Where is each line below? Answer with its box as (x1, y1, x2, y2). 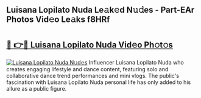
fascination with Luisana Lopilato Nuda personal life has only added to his (6, 79, 191, 86)
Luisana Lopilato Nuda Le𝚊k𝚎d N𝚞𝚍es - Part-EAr (6, 5, 195, 15)
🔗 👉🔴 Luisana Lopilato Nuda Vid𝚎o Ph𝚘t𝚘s (6, 40, 174, 50)
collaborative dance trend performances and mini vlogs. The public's (6, 72, 180, 79)
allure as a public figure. (6, 85, 67, 92)
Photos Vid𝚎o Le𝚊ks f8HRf (6, 15, 110, 25)
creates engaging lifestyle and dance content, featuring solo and (6, 66, 169, 72)
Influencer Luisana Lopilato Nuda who (88, 59, 184, 66)
